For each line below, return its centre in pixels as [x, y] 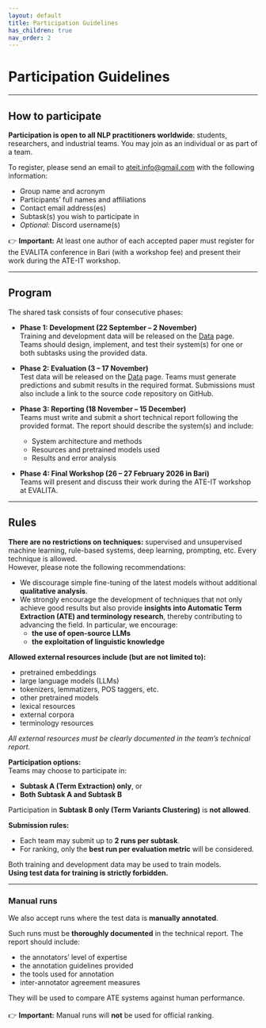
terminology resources [57, 722]
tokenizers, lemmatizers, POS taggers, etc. [89, 689]
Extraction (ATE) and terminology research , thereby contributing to [131, 616]
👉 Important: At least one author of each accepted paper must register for [131, 241]
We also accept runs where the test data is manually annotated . [114, 918]
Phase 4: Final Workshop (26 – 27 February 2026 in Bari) [114, 473]
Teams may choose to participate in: [67, 770]
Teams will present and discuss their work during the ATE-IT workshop [135, 482]
